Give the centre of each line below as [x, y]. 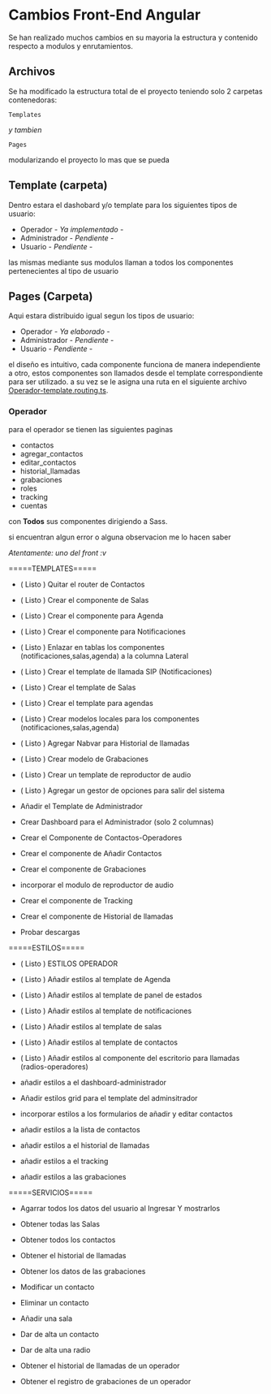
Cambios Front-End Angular [105, 15]
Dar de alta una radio [55, 1349]
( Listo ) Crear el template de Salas [78, 687]
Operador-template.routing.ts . [58, 391]
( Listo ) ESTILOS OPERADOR [69, 963]
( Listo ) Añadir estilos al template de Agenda [95, 979]
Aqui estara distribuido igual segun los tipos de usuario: [101, 316]
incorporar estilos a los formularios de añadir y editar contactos [127, 1114]
